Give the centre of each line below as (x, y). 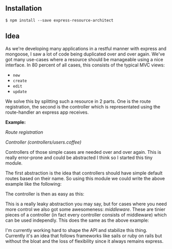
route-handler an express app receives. (47, 112)
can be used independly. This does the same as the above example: (77, 220)
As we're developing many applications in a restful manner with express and (86, 48)
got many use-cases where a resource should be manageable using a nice (84, 59)
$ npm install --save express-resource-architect (60, 20)
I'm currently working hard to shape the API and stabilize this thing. (76, 230)
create (20, 81)
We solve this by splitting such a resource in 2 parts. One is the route (78, 101)
